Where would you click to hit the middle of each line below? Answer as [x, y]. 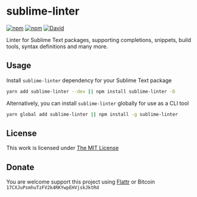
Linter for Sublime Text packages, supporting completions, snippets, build [99, 40]
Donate [20, 167]
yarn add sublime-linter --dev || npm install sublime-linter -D [91, 91]
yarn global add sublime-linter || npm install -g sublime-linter [92, 114]
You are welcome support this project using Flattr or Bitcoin [81, 182]
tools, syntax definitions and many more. [57, 46]
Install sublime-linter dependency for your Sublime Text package [89, 80]
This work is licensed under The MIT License [63, 148]
